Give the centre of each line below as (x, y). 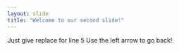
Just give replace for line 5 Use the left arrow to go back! (90, 40)
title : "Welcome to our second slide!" (66, 20)
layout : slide (28, 14)
